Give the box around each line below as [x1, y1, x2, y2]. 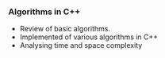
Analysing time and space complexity [19, 41, 143, 50]
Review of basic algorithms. [19, 24, 111, 34]
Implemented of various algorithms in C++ [19, 32, 159, 42]
